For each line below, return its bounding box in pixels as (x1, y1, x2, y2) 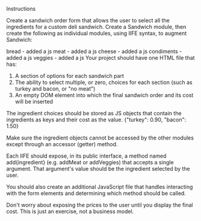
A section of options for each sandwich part (14, 72, 125, 79)
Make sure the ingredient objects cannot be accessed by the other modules (6, 134, 194, 141)
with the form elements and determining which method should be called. (6, 190, 187, 197)
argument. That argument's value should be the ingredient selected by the (6, 165, 191, 172)
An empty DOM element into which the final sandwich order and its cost (14, 92, 194, 98)
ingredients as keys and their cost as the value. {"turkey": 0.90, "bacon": (6, 116, 187, 123)
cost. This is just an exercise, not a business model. (6, 208, 134, 215)
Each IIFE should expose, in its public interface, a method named (6, 152, 167, 159)
